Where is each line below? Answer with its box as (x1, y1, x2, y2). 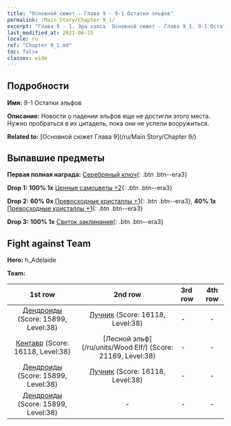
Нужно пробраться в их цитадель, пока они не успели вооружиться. (7, 119, 210, 127)
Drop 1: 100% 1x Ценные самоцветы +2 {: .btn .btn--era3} (7, 183, 173, 192)
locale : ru (7, 36, 38, 43)
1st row (30, 290, 56, 300)
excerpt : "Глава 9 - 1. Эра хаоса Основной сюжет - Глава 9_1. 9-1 (7, 23, 208, 30)
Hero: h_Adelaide (7, 256, 56, 265)
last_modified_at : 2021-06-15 (7, 29, 94, 36)
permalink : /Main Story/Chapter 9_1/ (7, 16, 115, 23)
